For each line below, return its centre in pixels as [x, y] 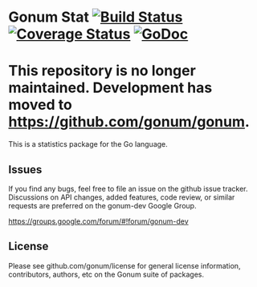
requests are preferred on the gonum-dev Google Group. [102, 205]
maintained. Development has [110, 88]
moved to [40, 105]
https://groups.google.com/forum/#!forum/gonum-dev [98, 221]
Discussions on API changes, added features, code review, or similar [122, 197]
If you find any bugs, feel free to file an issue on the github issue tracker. [128, 188]
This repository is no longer [102, 71]
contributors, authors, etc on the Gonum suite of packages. [106, 274]
